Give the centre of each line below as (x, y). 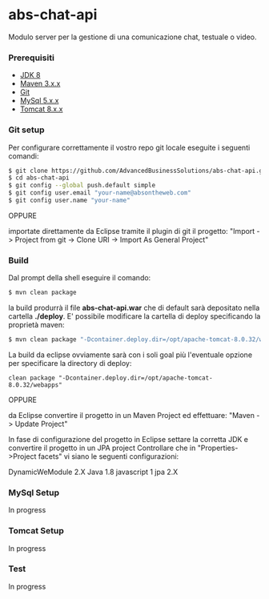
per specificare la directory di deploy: (70, 363)
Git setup (26, 130)
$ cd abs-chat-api (39, 178)
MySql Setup (34, 492)
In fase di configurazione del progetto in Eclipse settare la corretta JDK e (128, 439)
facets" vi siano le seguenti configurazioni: (108, 456)
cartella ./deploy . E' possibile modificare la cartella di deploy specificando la (134, 316)
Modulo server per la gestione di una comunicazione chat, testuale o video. (133, 37)
